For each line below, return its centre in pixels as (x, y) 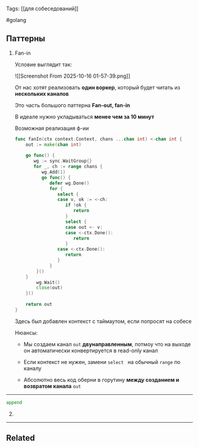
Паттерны (26, 39)
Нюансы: (26, 333)
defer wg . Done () (70, 183)
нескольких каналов (42, 94)
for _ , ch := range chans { (68, 167)
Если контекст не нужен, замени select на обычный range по (102, 362)
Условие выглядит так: (43, 64)
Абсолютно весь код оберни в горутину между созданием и (101, 379)
